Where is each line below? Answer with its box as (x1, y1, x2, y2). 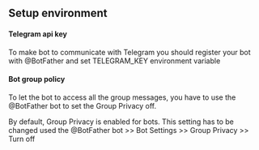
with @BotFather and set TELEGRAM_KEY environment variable (8, 56, 221, 66)
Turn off (8, 134, 36, 144)
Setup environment (8, 6, 108, 20)
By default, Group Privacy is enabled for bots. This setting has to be (8, 117, 235, 126)
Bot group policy (8, 75, 66, 84)
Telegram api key (8, 28, 67, 39)
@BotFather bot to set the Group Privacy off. (8, 101, 157, 110)
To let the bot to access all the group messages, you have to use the (8, 92, 236, 102)
